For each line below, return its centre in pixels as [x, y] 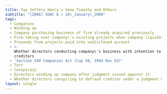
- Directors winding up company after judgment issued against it [80, 75]
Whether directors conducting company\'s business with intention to [88, 51]
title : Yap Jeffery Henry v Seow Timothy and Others [61, 10]
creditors [24, 56]
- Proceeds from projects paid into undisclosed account [70, 42]
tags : [11, 19]
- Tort [16, 65]
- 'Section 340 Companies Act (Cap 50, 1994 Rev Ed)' [66, 61]
